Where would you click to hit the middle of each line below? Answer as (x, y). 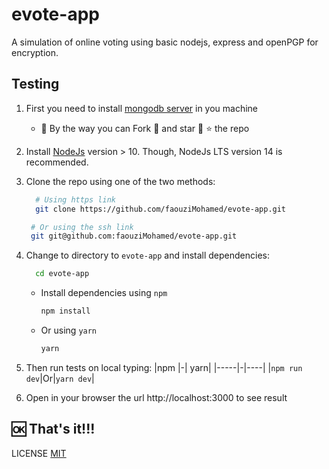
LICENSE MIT (39, 453)
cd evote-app (62, 274)
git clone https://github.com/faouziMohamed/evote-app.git (161, 209)
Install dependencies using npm (104, 293)
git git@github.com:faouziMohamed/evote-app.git (134, 236)
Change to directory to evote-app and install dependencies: (147, 255)
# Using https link (75, 199)
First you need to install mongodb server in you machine (142, 108)
